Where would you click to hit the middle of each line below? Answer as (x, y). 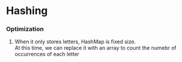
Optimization (25, 29)
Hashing (27, 11)
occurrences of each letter (47, 54)
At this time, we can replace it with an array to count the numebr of (95, 48)
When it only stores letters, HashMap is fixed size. (75, 42)
